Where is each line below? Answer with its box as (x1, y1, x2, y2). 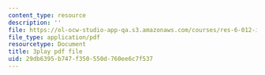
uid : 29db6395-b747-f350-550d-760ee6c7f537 (8, 55, 154, 63)
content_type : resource (8, 11, 87, 20)
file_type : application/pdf (8, 33, 101, 41)
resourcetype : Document (8, 41, 87, 48)
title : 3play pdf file (8, 48, 83, 55)
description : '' (8, 19, 62, 27)
